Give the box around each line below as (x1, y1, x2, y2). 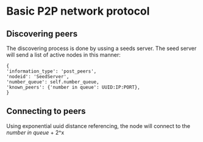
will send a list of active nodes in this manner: (6, 51, 121, 59)
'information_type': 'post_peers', (6, 68, 97, 74)
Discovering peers (6, 29, 78, 39)
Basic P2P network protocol (6, 4, 150, 18)
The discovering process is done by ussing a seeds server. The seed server (6, 44, 197, 52)
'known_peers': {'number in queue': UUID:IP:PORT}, (6, 84, 140, 90)
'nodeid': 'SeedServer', (6, 74, 69, 80)
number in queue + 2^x (6, 129, 65, 136)
